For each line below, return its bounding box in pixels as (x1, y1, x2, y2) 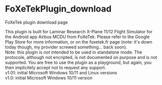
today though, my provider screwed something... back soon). (5, 44, 127, 50)
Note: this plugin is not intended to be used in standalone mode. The (5, 49, 143, 55)
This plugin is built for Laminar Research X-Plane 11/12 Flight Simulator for (5, 28, 153, 34)
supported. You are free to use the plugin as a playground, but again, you (5, 59, 152, 65)
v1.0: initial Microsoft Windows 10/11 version (5, 75, 93, 81)
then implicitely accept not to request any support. (5, 64, 106, 71)
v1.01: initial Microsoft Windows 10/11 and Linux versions (5, 70, 118, 75)
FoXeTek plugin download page (5, 19, 68, 25)
